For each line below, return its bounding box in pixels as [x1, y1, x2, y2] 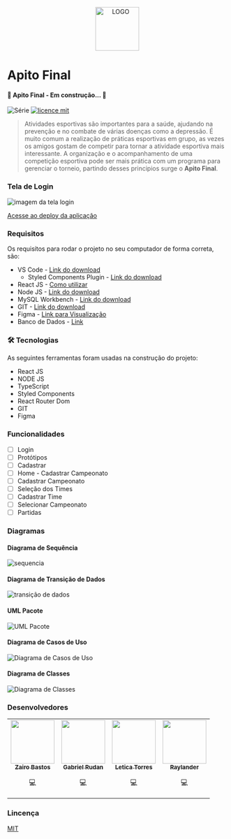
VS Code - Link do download [17, 265, 100, 274]
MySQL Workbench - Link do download [17, 295, 131, 303]
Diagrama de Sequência [7, 543, 78, 552]
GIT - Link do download [17, 302, 86, 311]
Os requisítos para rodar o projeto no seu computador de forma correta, [7, 245, 214, 253]
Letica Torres [114, 764, 153, 771]
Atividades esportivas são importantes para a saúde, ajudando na [24, 119, 214, 129]
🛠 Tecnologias [7, 335, 59, 345]
